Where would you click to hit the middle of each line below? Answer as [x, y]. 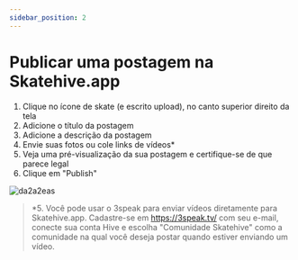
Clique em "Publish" [59, 173]
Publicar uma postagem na [112, 62]
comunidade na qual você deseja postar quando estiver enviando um [159, 237]
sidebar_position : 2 [48, 18]
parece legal [45, 164]
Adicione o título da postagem [78, 125]
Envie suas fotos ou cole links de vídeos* [99, 144]
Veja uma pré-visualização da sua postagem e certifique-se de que [147, 154]
